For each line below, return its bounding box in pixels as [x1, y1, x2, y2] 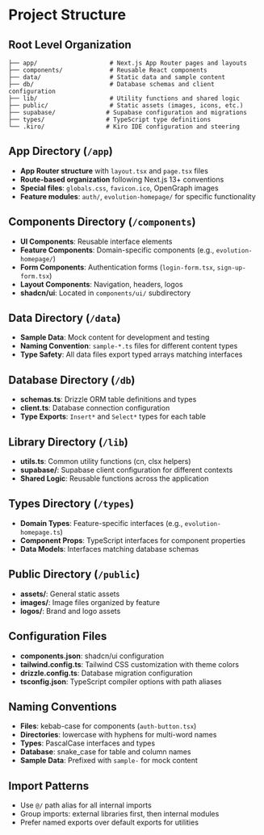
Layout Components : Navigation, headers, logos [19, 279, 183, 289]
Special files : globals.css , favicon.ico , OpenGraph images [19, 183, 220, 193]
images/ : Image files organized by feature [19, 597, 160, 607]
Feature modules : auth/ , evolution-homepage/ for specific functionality [19, 191, 256, 201]
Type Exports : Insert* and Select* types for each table [19, 411, 206, 421]
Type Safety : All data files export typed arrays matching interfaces [19, 349, 243, 360]
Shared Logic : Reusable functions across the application [19, 474, 209, 483]
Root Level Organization [8, 38, 132, 52]
